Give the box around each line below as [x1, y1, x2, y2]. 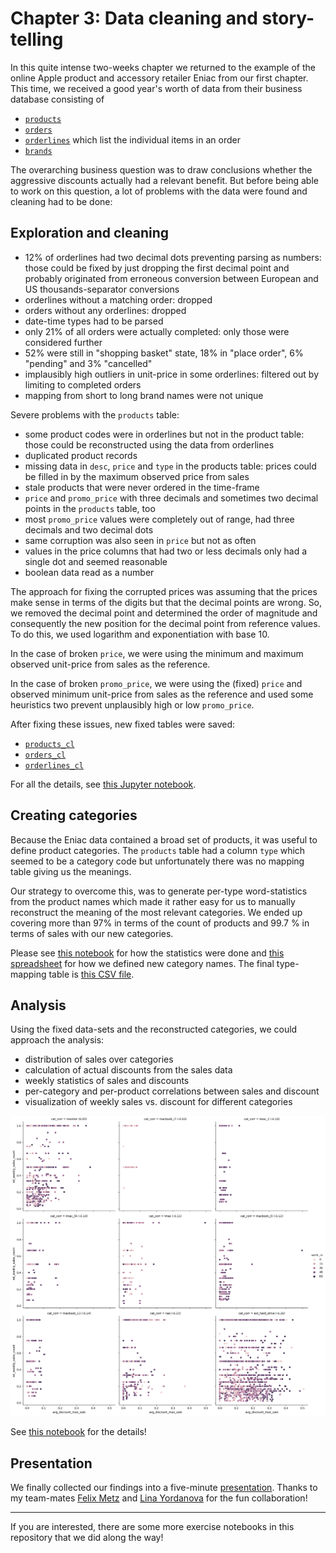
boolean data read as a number [24, 566, 155, 578]
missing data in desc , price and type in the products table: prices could [24, 460, 317, 472]
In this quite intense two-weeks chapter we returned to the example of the [10, 61, 316, 73]
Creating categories [10, 807, 138, 824]
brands [24, 146, 53, 156]
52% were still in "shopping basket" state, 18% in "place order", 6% [24, 347, 304, 359]
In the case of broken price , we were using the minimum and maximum [10, 647, 304, 659]
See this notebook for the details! [10, 1426, 147, 1438]
